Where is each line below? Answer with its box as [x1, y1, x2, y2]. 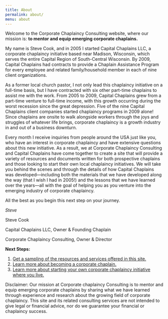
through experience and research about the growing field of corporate [5, 292, 150, 298]
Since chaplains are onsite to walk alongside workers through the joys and [5, 114, 159, 120]
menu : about [5, 17, 30, 22]
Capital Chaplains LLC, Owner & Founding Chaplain [5, 227, 111, 233]
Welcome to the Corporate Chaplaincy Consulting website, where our [5, 31, 149, 37]
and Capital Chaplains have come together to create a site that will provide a [5, 150, 163, 156]
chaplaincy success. [5, 308, 48, 314]
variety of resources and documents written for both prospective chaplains [5, 156, 160, 162]
